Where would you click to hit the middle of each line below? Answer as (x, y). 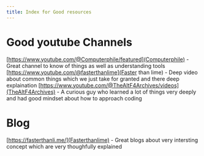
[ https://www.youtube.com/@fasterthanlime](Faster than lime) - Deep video (102, 72)
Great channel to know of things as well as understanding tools (86, 65)
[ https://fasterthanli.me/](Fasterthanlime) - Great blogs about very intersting (102, 140)
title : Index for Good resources (49, 12)
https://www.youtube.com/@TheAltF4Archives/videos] (110, 85)
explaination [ (24, 85)
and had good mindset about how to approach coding (74, 98)
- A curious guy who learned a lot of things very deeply (127, 92)
